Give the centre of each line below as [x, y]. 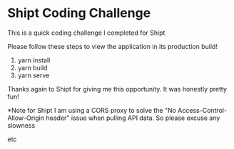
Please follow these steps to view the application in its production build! [112, 46]
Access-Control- [202, 110]
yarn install [34, 60]
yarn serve [34, 75]
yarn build [32, 67]
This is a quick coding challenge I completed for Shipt [86, 33]
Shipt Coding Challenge [79, 13]
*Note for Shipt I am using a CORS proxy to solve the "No [92, 110]
